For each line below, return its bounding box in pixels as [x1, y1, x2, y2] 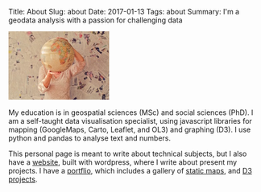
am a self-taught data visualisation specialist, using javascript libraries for [8, 116, 252, 125]
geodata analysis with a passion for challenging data [8, 15, 183, 25]
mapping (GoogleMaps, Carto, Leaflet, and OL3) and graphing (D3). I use [8, 125, 251, 134]
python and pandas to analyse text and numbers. [8, 133, 172, 143]
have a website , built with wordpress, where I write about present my [8, 157, 238, 167]
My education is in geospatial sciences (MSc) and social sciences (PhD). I [8, 108, 254, 117]
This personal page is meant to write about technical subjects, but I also [8, 149, 247, 158]
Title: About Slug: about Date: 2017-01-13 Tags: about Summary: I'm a [8, 7, 240, 16]
